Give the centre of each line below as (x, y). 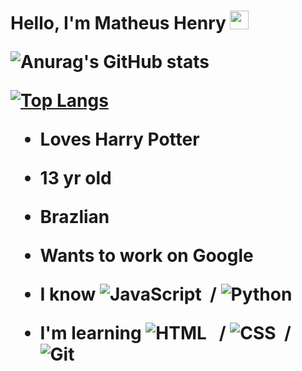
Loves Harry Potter (119, 139)
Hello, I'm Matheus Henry (118, 23)
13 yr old (75, 178)
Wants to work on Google (146, 256)
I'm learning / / (165, 333)
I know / (128, 294)
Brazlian (74, 217)
